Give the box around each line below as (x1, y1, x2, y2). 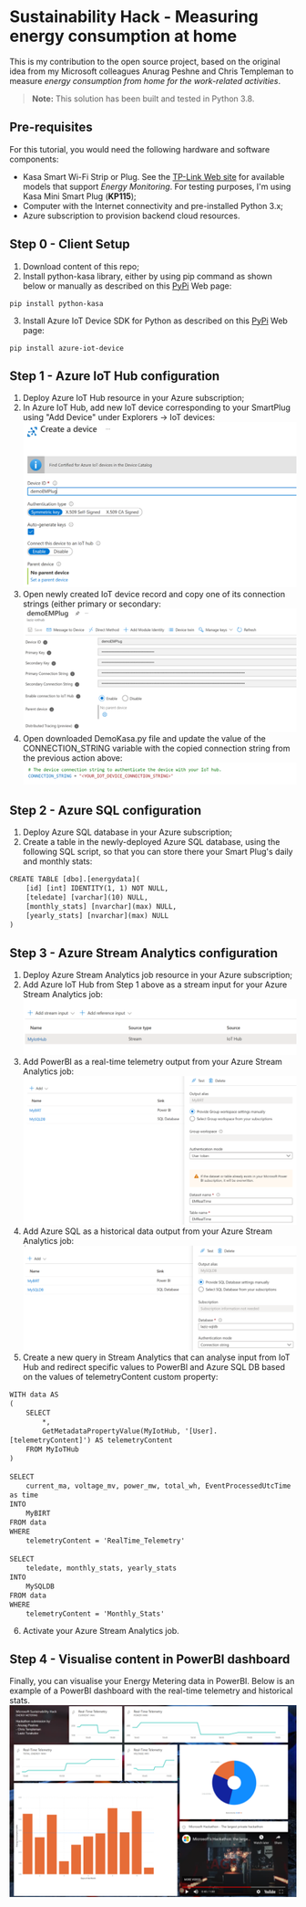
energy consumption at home (9, 26, 238, 47)
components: (9, 153, 59, 164)
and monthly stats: (22, 856, 93, 867)
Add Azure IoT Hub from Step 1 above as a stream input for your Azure (22, 979, 288, 990)
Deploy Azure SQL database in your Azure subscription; (22, 827, 233, 838)
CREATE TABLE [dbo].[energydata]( (9, 875, 141, 884)
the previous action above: (22, 753, 123, 764)
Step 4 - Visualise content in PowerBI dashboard (9, 1651, 291, 1667)
